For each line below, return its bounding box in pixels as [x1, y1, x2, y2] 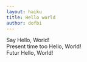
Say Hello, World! [6, 37, 50, 44]
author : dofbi [6, 20, 43, 26]
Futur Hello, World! [6, 49, 54, 57]
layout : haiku [6, 8, 43, 15]
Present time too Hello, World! [6, 43, 82, 50]
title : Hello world [6, 14, 56, 20]
